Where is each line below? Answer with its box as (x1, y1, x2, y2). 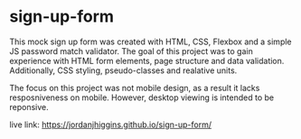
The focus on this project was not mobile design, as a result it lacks (9, 82, 260, 93)
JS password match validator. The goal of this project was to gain (9, 45, 253, 56)
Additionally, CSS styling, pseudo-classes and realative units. (9, 65, 238, 76)
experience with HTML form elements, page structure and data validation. (9, 55, 285, 66)
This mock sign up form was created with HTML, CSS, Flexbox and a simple (9, 36, 292, 47)
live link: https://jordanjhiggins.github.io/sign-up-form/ (9, 119, 212, 130)
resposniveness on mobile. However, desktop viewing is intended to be (9, 92, 275, 103)
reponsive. (9, 101, 50, 112)
